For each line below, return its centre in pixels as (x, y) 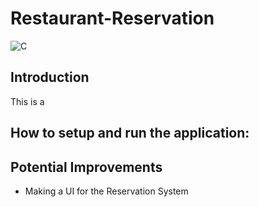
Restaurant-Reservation (112, 18)
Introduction (50, 77)
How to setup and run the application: (130, 133)
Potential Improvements (86, 167)
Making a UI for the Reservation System (106, 191)
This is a (27, 101)
